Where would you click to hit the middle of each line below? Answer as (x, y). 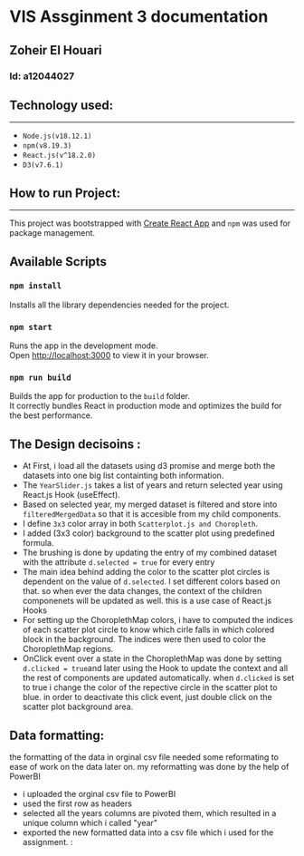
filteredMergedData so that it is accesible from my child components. (152, 514)
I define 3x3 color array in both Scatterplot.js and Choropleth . (140, 524)
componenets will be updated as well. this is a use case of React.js (147, 601)
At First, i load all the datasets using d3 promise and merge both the (149, 466)
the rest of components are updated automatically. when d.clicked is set (158, 678)
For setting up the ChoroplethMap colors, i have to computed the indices (158, 620)
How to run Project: (65, 193)
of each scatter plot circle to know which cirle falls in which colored (148, 630)
